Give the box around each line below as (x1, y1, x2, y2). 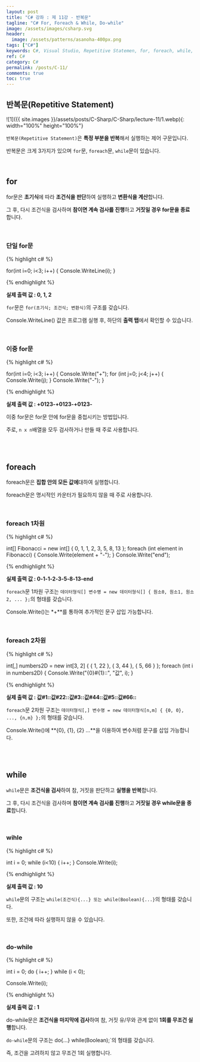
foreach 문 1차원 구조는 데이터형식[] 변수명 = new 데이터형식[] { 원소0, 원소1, (6, 588, 184, 595)
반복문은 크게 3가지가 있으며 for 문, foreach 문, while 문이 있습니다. (6, 147, 161, 154)
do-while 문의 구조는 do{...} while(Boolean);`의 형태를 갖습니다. (6, 1037, 155, 1044)
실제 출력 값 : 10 (6, 883, 43, 890)
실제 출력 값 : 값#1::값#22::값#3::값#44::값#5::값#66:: (6, 693, 137, 700)
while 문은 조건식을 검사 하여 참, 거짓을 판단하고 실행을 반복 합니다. (6, 786, 158, 793)
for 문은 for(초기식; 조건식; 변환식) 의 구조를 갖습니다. (6, 304, 130, 311)
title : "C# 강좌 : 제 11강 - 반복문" (6, 14, 91, 20)
